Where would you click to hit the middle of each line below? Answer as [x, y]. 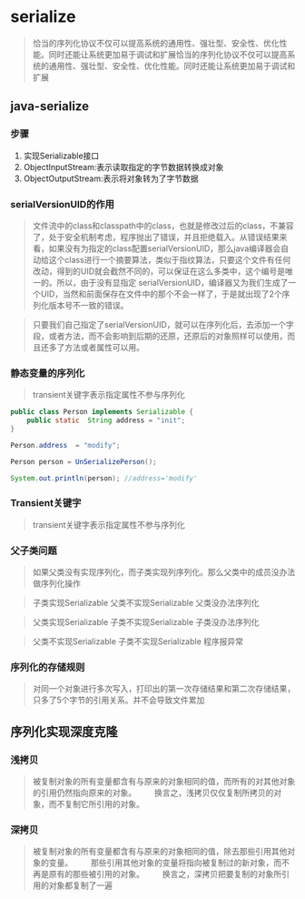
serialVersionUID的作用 [62, 204]
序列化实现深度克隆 [64, 731]
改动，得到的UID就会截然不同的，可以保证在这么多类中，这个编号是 [159, 271]
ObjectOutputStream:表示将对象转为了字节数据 [111, 178]
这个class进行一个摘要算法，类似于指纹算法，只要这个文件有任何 [170, 259]
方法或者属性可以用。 [104, 347]
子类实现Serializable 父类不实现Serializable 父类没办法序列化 [146, 603]
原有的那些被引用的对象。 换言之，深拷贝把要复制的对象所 [165, 874]
